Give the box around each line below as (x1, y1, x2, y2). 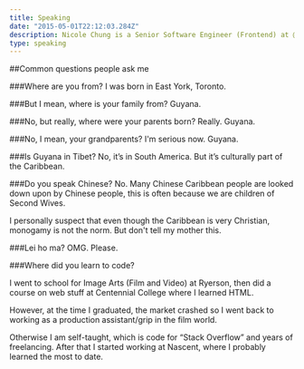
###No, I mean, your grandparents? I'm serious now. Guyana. (9, 133, 239, 145)
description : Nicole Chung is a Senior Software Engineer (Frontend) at (9, 30, 290, 39)
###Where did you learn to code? (9, 260, 135, 271)
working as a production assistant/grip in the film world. (9, 315, 217, 325)
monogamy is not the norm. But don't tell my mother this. (9, 225, 222, 236)
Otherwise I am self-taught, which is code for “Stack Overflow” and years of (9, 332, 294, 343)
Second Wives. (9, 198, 66, 209)
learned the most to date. (9, 351, 104, 363)
